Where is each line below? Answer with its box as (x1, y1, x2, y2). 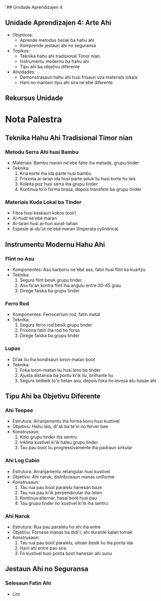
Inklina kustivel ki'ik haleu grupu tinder (19, 439, 98, 445)
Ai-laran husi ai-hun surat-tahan (12, 221, 78, 227)
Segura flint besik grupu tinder (19, 277, 82, 283)
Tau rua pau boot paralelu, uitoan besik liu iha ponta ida (19, 540, 133, 546)
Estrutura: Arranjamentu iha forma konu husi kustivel (12, 418, 120, 424)
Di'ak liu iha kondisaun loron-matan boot (12, 356, 95, 362)
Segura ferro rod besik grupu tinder (19, 322, 93, 328)
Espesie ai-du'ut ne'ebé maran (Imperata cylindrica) (12, 226, 119, 232)
